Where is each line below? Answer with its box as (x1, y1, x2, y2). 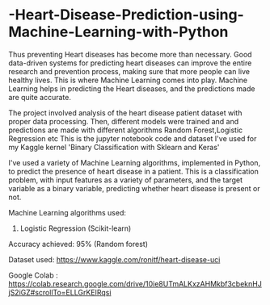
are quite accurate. (8, 92, 71, 102)
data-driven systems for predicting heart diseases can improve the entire (8, 58, 252, 68)
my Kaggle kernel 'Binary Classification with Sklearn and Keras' (8, 142, 220, 152)
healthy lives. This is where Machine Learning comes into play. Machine (8, 75, 248, 85)
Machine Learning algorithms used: (8, 207, 127, 217)
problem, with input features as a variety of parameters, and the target (8, 175, 243, 185)
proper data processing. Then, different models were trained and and (8, 116, 239, 126)
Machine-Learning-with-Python (8, 23, 229, 41)
